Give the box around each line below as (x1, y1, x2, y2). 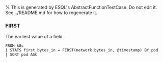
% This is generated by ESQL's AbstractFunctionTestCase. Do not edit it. (5, 5, 157, 10)
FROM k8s (5, 43, 24, 48)
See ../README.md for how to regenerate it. (5, 10, 98, 16)
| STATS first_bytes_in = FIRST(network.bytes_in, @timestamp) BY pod (5, 48, 158, 53)
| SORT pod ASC (5, 52, 38, 57)
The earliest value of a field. (5, 34, 64, 40)
